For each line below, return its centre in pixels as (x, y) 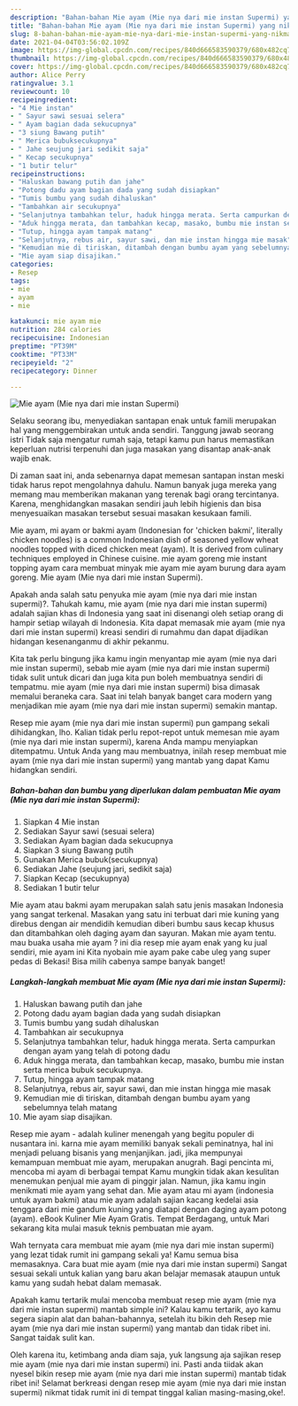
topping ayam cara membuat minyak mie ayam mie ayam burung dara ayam (148, 568)
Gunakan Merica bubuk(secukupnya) (90, 860)
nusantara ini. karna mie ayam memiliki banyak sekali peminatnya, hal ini (141, 1144)
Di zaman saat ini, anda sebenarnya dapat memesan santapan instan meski (147, 475)
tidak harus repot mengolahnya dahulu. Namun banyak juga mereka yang (143, 485)
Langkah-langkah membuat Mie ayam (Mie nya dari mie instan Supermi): (148, 981)
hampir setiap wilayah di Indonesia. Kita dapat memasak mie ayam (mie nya (148, 623)
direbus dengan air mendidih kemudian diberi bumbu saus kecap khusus (142, 924)
